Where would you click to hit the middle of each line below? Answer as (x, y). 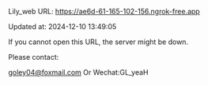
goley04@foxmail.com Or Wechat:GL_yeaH (78, 72)
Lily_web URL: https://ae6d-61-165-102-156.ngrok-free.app (104, 11)
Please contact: (34, 57)
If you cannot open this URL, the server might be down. (98, 42)
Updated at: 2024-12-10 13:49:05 (62, 26)
